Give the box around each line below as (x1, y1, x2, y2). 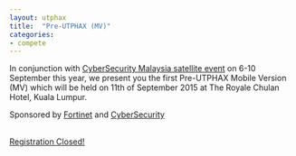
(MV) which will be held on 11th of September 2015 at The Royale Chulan (9, 82, 280, 93)
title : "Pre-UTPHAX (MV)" (9, 22, 111, 31)
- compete (9, 38, 47, 48)
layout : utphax (9, 13, 67, 23)
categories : (9, 30, 54, 39)
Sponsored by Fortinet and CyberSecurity (9, 109, 166, 120)
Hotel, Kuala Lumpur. (9, 92, 88, 103)
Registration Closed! (9, 136, 85, 147)
